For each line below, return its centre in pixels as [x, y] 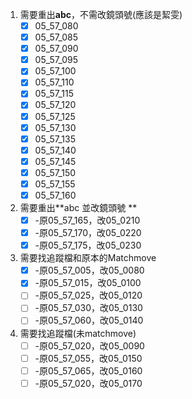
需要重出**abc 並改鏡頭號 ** [78, 207]
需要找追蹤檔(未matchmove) [78, 333]
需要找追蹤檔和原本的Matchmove [88, 258]
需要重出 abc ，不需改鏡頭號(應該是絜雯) [101, 14]
